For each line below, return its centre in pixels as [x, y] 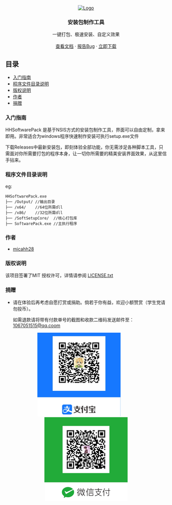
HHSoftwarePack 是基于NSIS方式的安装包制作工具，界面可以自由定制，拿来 [85, 130]
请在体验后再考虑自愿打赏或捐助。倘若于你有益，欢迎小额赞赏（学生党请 [89, 302]
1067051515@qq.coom [36, 325]
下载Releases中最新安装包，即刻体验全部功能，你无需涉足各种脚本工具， [82, 147]
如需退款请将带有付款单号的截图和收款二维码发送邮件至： [73, 319]
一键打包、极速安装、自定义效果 [86, 34]
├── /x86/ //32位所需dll [34, 213]
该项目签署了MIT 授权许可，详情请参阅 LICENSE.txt [59, 276]
